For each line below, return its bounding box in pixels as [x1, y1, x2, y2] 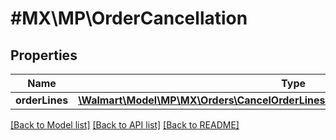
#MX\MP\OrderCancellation [10, 7, 248, 30]
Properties [10, 47, 78, 64]
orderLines [15, 93, 69, 107]
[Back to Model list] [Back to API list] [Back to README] [10, 119, 240, 131]
